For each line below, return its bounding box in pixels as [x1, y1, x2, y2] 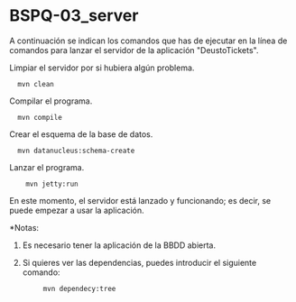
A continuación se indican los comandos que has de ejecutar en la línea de [9, 35, 288, 46]
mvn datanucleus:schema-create [17, 146, 135, 155]
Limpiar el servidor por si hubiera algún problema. [9, 62, 195, 73]
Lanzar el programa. [9, 161, 85, 172]
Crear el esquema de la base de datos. [9, 128, 153, 140]
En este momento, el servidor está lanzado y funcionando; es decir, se [9, 195, 272, 206]
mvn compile [17, 113, 63, 122]
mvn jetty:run [25, 179, 79, 188]
